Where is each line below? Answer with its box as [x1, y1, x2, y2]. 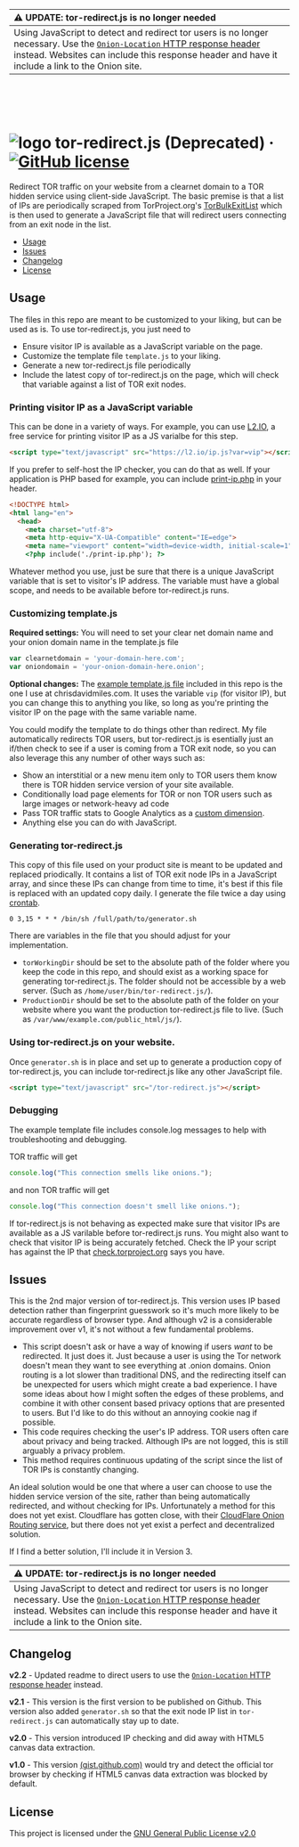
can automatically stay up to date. [54, 1715, 180, 1727]
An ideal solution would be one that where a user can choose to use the [9, 1482, 272, 1492]
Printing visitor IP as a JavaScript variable [9, 401, 193, 413]
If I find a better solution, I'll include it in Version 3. [9, 1546, 193, 1557]
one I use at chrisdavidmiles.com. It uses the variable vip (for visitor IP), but [9, 688, 287, 699]
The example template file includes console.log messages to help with [9, 1124, 267, 1135]
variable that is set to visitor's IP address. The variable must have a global [9, 576, 279, 586]
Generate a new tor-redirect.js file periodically [21, 360, 191, 371]
